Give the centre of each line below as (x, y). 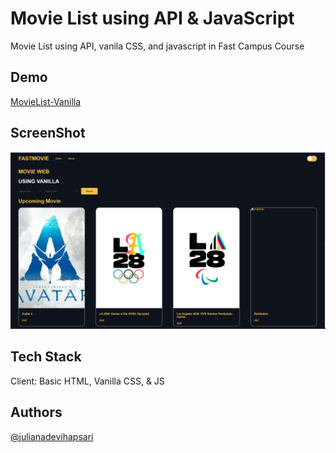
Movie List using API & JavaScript (152, 18)
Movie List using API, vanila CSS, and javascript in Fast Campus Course (157, 46)
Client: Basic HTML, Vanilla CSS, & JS (87, 381)
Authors (36, 412)
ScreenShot (48, 133)
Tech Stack (46, 357)
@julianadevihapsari (52, 436)
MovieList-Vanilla (46, 101)
